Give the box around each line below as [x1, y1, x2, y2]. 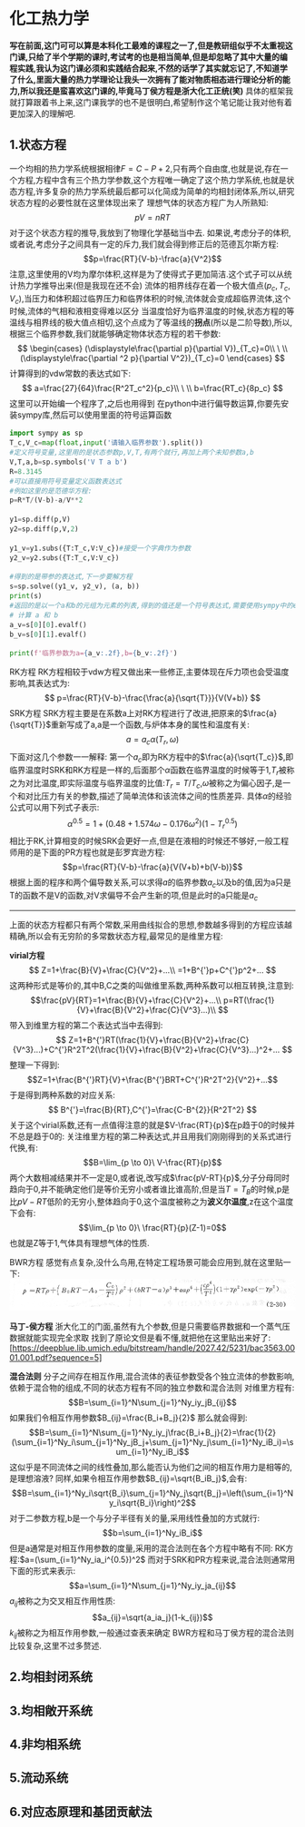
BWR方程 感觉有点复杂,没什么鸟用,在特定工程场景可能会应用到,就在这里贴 [9, 1257, 284, 1268]
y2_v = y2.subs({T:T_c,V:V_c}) [9, 553, 120, 563]
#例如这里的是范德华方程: [9, 486, 93, 496]
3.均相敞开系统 [9, 1703, 93, 1718]
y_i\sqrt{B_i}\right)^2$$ [108, 1498, 197, 1508]
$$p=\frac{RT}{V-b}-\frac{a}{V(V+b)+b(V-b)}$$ [62, 861, 243, 872]
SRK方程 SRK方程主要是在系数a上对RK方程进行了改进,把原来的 [9, 708, 243, 719]
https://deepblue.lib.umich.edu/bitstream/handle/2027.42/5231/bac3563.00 [12, 1342, 296, 1353]
